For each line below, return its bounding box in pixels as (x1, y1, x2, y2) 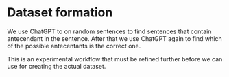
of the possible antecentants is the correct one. (7, 42, 141, 50)
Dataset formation (7, 5, 113, 20)
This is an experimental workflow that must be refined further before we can (7, 55, 223, 63)
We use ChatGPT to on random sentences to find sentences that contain (7, 27, 212, 35)
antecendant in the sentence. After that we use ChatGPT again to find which (7, 34, 223, 42)
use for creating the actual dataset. (7, 62, 106, 70)
